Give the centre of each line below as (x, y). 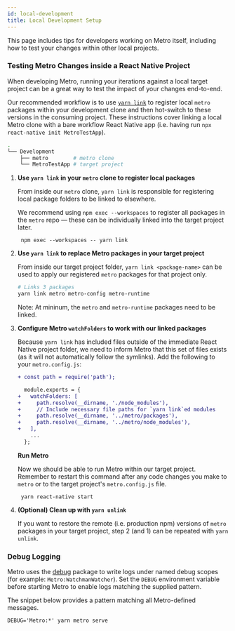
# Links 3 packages (46, 287)
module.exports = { (52, 390)
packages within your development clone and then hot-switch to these (109, 109)
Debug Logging (34, 557)
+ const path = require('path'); (66, 377)
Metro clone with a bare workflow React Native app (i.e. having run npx (109, 124)
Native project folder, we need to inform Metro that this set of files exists (122, 350)
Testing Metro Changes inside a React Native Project (99, 66)
